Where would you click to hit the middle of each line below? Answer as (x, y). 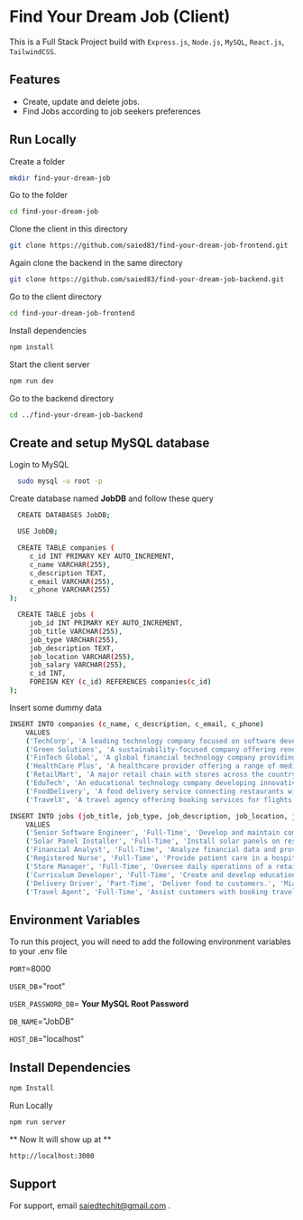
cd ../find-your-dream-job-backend (76, 415)
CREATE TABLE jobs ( (56, 615)
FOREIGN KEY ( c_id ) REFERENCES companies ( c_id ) (120, 682)
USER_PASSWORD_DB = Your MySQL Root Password (99, 1004)
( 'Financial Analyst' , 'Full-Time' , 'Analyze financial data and (151, 850)
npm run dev (32, 381)
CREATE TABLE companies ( (66, 548)
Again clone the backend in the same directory (96, 263)
